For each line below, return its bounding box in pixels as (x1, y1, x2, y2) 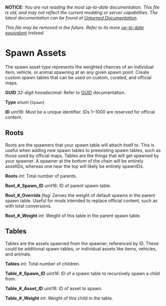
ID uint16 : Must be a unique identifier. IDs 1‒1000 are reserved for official (5, 108, 155, 114)
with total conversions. (5, 202, 52, 209)
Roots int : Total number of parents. (5, 172, 77, 179)
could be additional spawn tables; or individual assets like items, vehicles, (5, 245, 157, 251)
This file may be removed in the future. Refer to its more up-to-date (5, 24, 144, 30)
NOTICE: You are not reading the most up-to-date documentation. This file (5, 4, 160, 10)
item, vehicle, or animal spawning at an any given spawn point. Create (5, 69, 149, 75)
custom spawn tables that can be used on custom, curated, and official (5, 74, 151, 80)
